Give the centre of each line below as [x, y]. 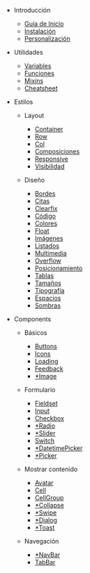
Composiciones [57, 151]
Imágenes [49, 238]
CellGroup [49, 498]
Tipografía [50, 290]
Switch [44, 441]
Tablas [44, 276]
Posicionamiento [59, 268]
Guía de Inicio [44, 24]
